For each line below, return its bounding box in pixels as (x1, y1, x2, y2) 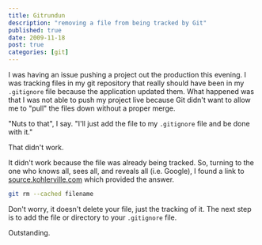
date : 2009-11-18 (8, 33, 66, 42)
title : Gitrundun (8, 11, 66, 20)
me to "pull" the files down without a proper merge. (8, 104, 176, 113)
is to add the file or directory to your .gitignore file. (8, 213, 177, 222)
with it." (8, 127, 33, 137)
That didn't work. (8, 143, 65, 152)
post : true (8, 41, 44, 49)
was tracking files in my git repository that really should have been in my (8, 78, 245, 88)
